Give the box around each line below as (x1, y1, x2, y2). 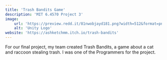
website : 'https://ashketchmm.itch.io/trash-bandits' (5, 30, 119, 35)
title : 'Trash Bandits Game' (5, 7, 66, 12)
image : (5, 16, 19, 21)
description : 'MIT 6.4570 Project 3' (5, 12, 83, 17)
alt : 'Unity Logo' (14, 26, 52, 31)
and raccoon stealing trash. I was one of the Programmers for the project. (5, 49, 156, 55)
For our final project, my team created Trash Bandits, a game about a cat (5, 44, 154, 50)
